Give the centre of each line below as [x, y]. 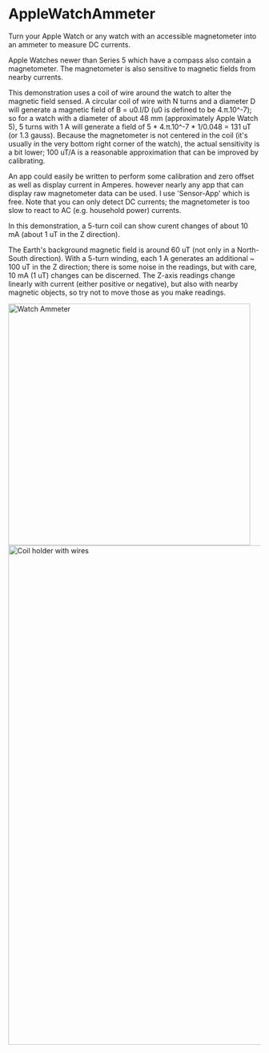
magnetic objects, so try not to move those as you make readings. [117, 292]
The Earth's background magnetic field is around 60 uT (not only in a [122, 250]
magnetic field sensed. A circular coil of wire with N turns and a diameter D [132, 101]
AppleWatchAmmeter [82, 14]
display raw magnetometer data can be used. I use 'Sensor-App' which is [129, 193]
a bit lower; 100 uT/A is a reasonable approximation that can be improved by [133, 152]
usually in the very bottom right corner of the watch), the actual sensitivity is [134, 143]
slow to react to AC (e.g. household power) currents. [95, 210]
